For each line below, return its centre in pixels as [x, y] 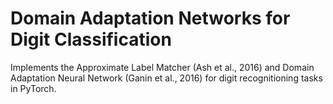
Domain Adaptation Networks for [150, 18]
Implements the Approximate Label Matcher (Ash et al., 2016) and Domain [162, 67]
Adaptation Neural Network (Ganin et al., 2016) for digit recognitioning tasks [166, 78]
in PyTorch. [33, 88]
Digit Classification [91, 39]
